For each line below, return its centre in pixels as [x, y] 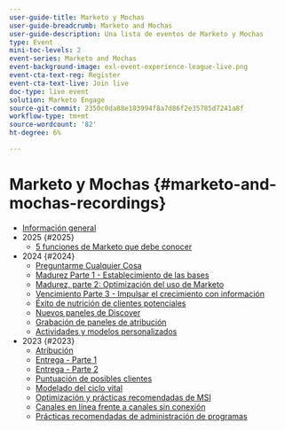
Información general [59, 228]
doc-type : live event [49, 91]
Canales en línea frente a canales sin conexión [120, 407]
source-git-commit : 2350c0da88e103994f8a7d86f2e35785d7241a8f [127, 108]
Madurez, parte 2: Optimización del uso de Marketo [130, 284]
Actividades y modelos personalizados [106, 331]
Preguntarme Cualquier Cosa [88, 265]
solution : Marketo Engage [57, 100]
